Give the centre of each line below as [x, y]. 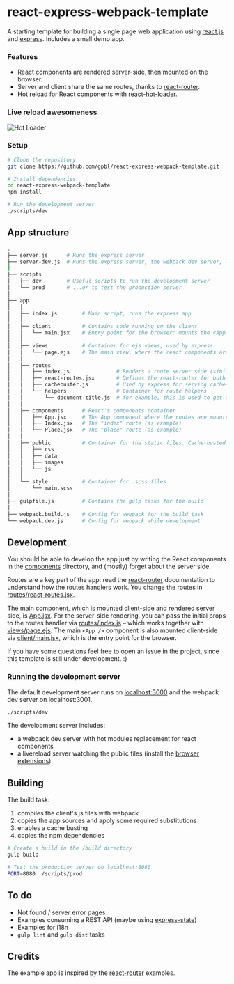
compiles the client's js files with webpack [78, 813]
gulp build [23, 855]
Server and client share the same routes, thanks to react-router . [109, 87]
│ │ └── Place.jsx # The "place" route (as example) [95, 430]
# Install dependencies [42, 179]
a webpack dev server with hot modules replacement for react [107, 739]
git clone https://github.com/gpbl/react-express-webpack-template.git [113, 166]
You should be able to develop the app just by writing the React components [117, 559]
